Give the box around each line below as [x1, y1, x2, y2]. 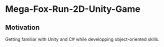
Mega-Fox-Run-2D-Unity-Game [5, 3, 141, 15]
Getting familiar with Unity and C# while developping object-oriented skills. [5, 36, 159, 42]
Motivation [5, 23, 40, 32]
